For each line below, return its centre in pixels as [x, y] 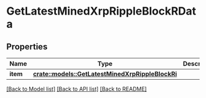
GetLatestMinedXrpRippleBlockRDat [101, 11]
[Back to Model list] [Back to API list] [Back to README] [77, 89]
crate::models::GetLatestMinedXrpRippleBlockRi [105, 74]
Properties [27, 47]
